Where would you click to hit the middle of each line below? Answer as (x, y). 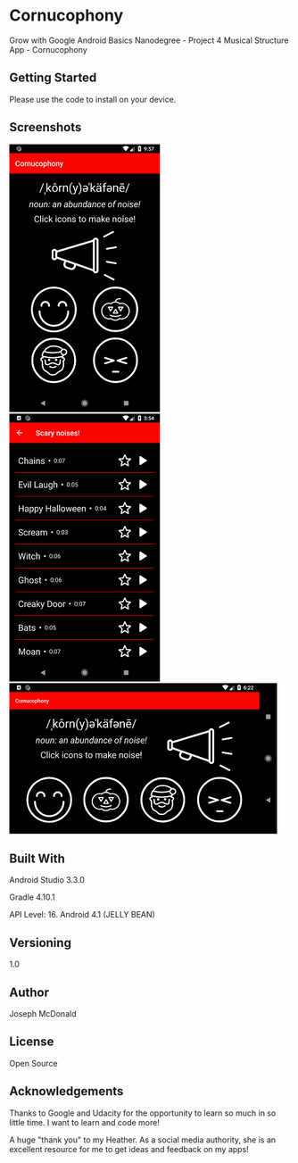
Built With (37, 858)
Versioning (40, 943)
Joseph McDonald (43, 1013)
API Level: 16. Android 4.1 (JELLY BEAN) (83, 915)
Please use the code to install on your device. (93, 99)
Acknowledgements (66, 1091)
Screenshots (46, 127)
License (32, 1042)
